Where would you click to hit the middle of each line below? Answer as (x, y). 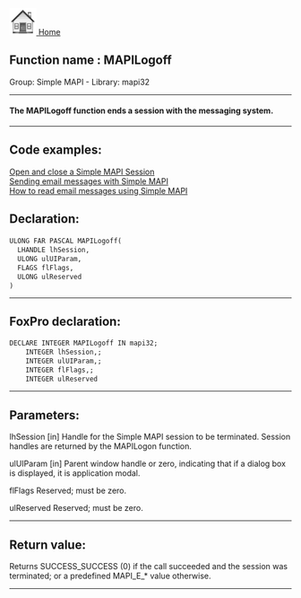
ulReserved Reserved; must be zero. (76, 508)
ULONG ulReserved (50, 277)
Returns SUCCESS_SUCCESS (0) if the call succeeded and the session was (149, 567)
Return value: (48, 545)
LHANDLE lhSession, (54, 250)
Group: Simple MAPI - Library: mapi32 (80, 82)
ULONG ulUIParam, (50, 259)
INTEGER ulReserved (62, 379)
